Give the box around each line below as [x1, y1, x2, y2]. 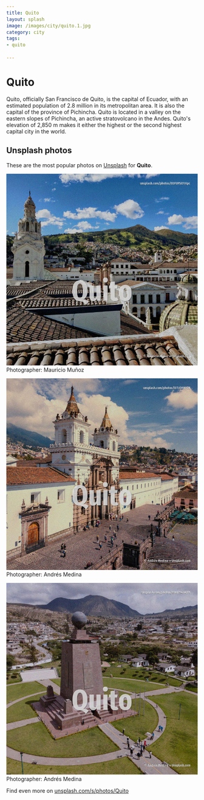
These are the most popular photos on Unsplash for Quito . [6, 161, 153, 169]
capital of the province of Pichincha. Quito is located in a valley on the [6, 108, 181, 116]
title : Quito [6, 10, 39, 16]
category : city [6, 29, 45, 35]
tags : [6, 35, 20, 42]
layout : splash [6, 16, 45, 23]
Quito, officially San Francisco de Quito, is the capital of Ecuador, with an [6, 95, 188, 103]
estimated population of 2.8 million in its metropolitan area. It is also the [6, 102, 185, 109]
